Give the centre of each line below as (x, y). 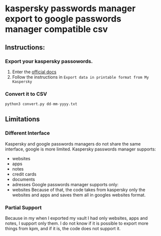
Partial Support (23, 207)
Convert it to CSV (26, 94)
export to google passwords (63, 19)
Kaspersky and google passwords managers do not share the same (73, 144)
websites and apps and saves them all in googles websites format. (79, 195)
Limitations (22, 119)
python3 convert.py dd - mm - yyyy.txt (41, 104)
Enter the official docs (34, 72)
